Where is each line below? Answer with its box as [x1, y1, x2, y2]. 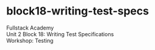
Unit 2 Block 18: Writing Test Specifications [6, 30, 114, 37]
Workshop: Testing [6, 37, 53, 44]
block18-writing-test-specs [6, 4, 149, 18]
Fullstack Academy [6, 24, 54, 31]
